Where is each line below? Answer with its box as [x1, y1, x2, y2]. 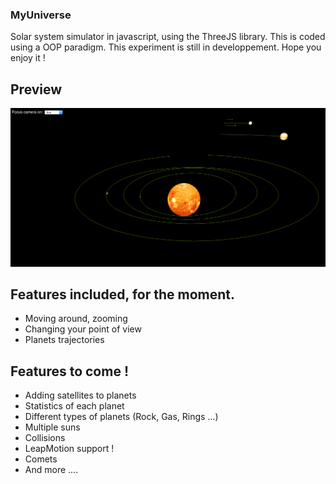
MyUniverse [10, 8, 72, 22]
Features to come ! [10, 363, 129, 380]
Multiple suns [24, 421, 81, 433]
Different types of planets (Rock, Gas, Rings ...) [24, 411, 219, 423]
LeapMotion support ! [24, 443, 115, 455]
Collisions [24, 432, 66, 444]
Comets [24, 453, 58, 465]
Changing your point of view [24, 323, 142, 335]
